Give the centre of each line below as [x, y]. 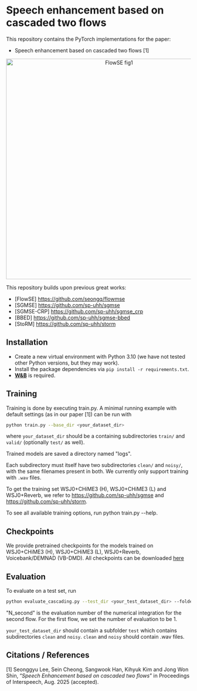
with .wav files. [24, 478]
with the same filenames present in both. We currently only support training [97, 472]
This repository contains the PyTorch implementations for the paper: [89, 39]
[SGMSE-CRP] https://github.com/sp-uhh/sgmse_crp [79, 311]
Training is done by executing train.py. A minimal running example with [91, 408]
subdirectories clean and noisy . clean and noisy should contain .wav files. [95, 636]
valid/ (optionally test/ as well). [45, 442]
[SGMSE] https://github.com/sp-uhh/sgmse [67, 305]
